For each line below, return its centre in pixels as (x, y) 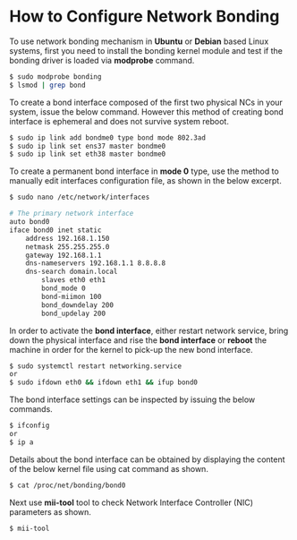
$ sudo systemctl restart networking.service (95, 366)
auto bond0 (30, 222)
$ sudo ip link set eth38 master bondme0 (88, 154)
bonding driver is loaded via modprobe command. (102, 60)
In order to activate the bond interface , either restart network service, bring (149, 330)
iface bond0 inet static (55, 230)
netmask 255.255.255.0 (68, 247)
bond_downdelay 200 (78, 305)
